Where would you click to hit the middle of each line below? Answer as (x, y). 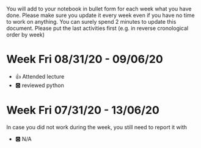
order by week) (25, 35)
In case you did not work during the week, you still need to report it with (97, 127)
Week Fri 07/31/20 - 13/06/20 (83, 111)
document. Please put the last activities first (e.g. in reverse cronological (97, 28)
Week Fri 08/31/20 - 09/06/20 (85, 59)
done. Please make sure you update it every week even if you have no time (100, 15)
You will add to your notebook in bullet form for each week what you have (99, 9)
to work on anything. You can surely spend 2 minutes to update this (91, 22)
